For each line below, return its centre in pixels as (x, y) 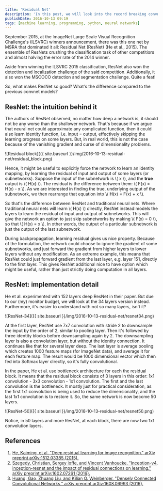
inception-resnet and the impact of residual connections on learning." (81, 468)
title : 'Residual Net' (28, 9)
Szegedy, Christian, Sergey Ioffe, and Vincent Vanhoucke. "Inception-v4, (85, 463)
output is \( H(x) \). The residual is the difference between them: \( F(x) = (78, 184)
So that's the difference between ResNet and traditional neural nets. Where (80, 204)
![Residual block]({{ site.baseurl (37, 154)
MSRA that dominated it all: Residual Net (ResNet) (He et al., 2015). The (76, 47)
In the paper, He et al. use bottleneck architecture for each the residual (76, 371)
